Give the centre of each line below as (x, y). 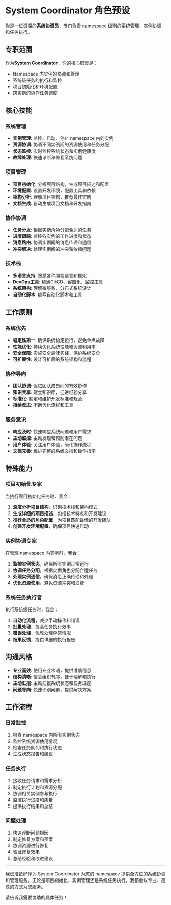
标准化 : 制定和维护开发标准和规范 (47, 399)
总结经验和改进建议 (33, 858)
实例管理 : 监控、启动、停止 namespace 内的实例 (63, 138)
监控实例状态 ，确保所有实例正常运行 (51, 564)
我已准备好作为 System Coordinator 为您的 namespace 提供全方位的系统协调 (85, 874)
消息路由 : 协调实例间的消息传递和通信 (52, 242)
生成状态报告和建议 (33, 754)
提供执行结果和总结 (33, 806)
